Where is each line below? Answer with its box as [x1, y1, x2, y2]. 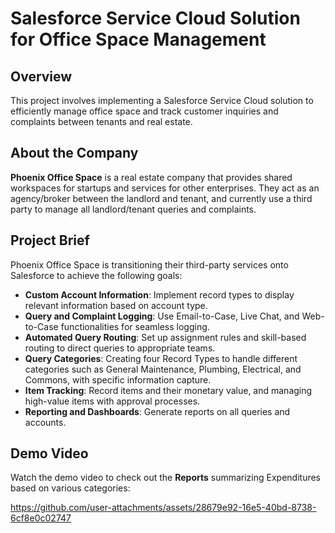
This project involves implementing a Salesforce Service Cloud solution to [10, 95, 314, 106]
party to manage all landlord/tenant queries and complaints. [10, 203, 257, 215]
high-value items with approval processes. [24, 395, 201, 407]
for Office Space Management [10, 28, 267, 51]
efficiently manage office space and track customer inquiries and [10, 105, 279, 117]
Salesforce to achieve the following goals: [10, 269, 183, 281]
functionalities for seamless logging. [60, 320, 210, 332]
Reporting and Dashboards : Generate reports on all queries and [24, 405, 291, 417]
